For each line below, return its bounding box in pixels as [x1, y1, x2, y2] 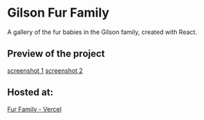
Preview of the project [7, 48, 106, 60]
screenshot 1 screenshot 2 [7, 66, 84, 74]
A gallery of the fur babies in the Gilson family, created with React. [7, 28, 197, 36]
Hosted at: [7, 87, 54, 98]
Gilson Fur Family [7, 5, 110, 21]
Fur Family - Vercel [7, 105, 62, 113]
